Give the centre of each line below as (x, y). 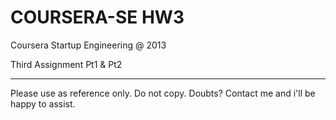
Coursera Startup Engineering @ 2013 (88, 45)
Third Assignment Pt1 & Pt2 (66, 64)
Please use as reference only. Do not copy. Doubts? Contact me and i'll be (163, 93)
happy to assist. (43, 103)
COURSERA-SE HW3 (97, 17)
